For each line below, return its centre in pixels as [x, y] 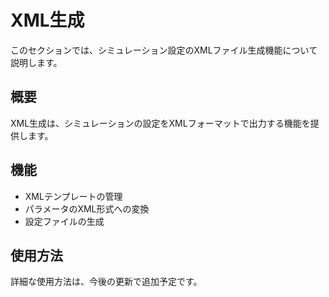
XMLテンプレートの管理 [73, 196]
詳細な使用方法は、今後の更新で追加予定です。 [106, 282]
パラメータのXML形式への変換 [87, 208]
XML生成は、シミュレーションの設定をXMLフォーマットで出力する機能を [160, 123]
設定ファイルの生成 [64, 221]
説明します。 [36, 62]
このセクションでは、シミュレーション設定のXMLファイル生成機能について [164, 50]
